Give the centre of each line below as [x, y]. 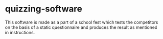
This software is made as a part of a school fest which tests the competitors [81, 22]
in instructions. [20, 32]
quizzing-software [44, 9]
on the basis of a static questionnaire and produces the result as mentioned [81, 27]
